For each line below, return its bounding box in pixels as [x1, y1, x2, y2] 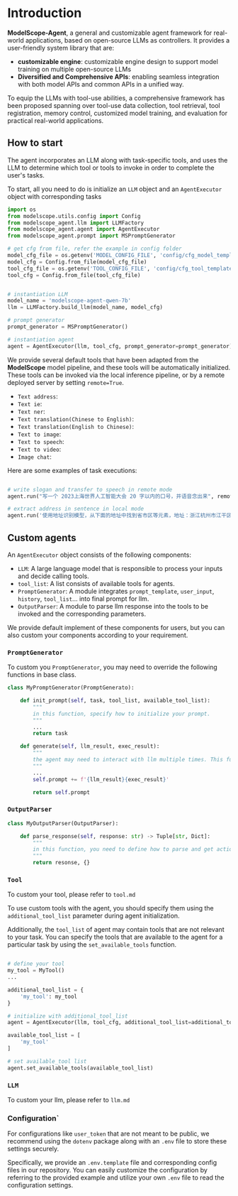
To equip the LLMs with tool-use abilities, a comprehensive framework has [7, 94, 225, 102]
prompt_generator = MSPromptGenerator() [7, 323, 129, 330]
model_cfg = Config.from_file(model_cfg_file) [7, 258, 147, 266]
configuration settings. [7, 1181, 74, 1190]
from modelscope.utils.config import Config [7, 212, 141, 219]
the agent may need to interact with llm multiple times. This [33, 756, 223, 763]
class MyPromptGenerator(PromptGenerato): [7, 684, 135, 692]
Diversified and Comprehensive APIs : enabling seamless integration [17, 72, 220, 81]
